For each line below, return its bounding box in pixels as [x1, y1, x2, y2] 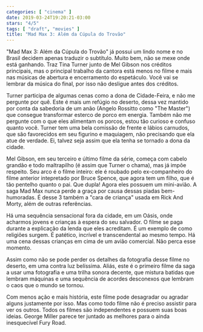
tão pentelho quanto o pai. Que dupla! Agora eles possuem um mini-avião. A [6, 181, 197, 188]
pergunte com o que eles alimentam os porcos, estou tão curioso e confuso [6, 118, 196, 125]
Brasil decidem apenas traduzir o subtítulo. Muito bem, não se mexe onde [6, 55, 190, 62]
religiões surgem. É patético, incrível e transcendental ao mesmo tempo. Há [6, 231, 196, 239]
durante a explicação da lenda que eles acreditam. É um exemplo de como [6, 225, 193, 232]
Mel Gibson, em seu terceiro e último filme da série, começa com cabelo [6, 155, 187, 162]
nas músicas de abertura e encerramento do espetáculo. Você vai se [6, 74, 179, 81]
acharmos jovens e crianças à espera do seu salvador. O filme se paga [6, 219, 183, 226]
